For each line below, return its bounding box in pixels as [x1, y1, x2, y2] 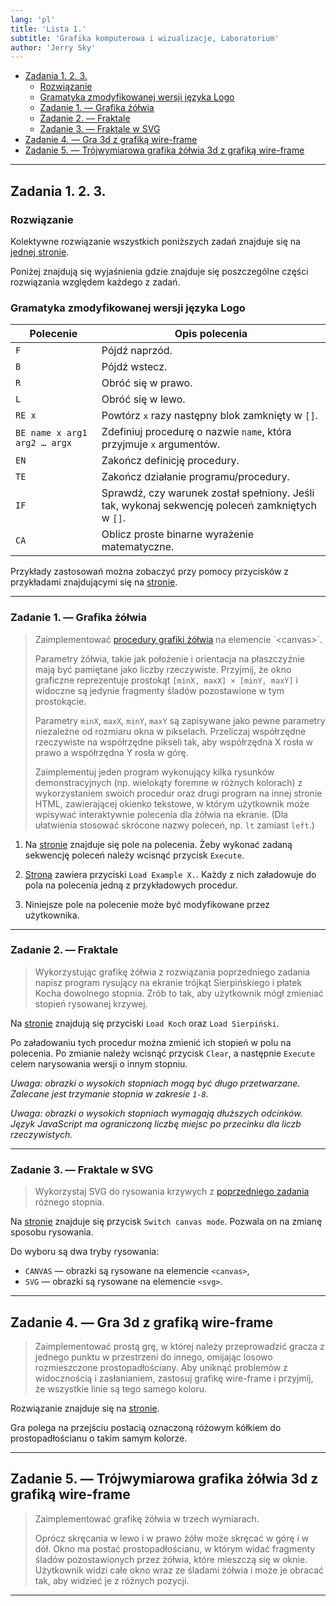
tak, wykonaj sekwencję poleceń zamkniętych [101, 499, 317, 513]
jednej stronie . [10, 246, 70, 258]
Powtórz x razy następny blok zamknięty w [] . [101, 409, 318, 423]
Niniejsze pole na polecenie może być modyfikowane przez [24, 898, 271, 910]
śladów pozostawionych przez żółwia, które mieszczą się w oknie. [34, 1553, 308, 1565]
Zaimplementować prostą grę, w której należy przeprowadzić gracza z [34, 1340, 325, 1352]
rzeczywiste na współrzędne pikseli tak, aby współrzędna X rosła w [34, 736, 313, 748]
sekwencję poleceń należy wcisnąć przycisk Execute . [24, 849, 245, 861]
